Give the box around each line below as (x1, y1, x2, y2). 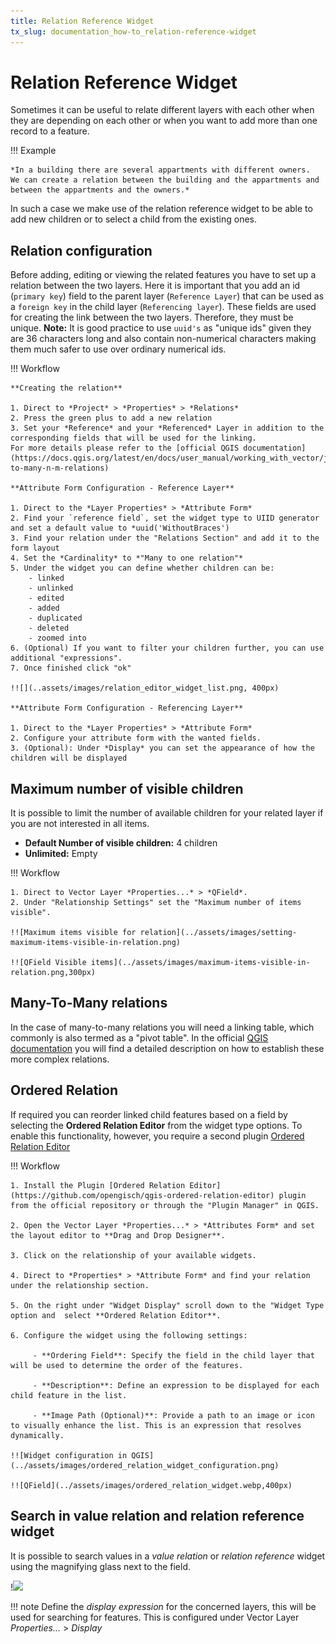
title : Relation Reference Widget (10, 16, 155, 26)
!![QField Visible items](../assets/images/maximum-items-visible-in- (10, 958, 311, 968)
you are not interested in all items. (10, 818, 150, 830)
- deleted (28, 623, 70, 634)
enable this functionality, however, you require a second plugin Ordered (10, 1130, 305, 1142)
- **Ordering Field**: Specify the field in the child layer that (32, 1350, 315, 1360)
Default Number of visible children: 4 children (24, 837, 218, 849)
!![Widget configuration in (10, 1450, 128, 1460)
